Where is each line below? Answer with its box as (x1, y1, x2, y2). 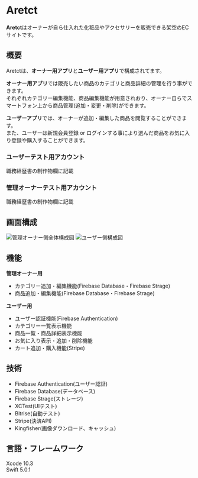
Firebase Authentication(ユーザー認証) (14, 380, 108, 387)
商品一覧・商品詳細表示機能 (14, 330, 83, 337)
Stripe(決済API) (14, 417, 52, 424)
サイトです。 (6, 31, 37, 38)
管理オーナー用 (6, 270, 43, 277)
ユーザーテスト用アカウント (6, 153, 85, 161)
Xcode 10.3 (6, 460, 34, 467)
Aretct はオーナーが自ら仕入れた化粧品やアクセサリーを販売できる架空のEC (6, 24, 189, 31)
